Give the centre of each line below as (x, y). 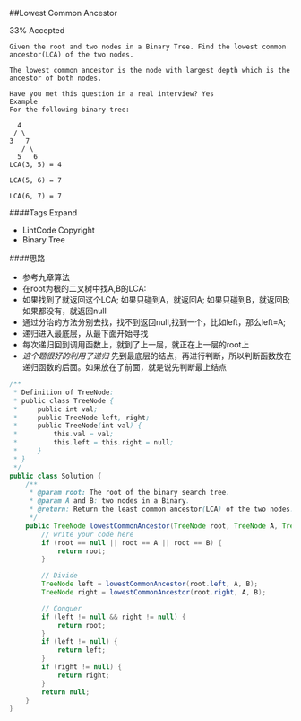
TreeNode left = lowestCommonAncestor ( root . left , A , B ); (150, 584)
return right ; (83, 675)
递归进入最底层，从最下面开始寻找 (85, 333)
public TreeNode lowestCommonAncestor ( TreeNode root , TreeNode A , (152, 526)
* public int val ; (56, 409)
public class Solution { (56, 476)
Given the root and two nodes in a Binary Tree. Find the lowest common (148, 47)
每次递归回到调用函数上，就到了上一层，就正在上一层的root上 (136, 344)
